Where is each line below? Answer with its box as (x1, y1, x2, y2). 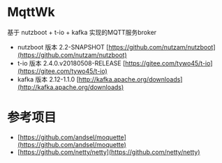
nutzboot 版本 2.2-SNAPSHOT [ (17, 42, 109, 51)
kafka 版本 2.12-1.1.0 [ (17, 75, 79, 84)
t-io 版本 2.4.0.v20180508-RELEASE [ (17, 59, 126, 67)
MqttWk (7, 4, 56, 20)
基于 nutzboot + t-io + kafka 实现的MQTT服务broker (7, 28, 157, 36)
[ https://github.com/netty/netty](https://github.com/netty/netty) (17, 148, 200, 156)
